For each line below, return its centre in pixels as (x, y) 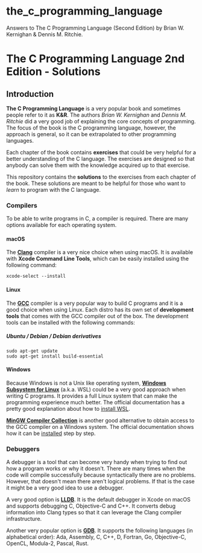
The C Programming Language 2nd (96, 59)
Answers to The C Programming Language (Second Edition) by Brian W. (96, 28)
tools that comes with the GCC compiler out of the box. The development (97, 316)
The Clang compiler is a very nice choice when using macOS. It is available (100, 252)
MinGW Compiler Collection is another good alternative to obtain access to (100, 420)
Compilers (22, 205)
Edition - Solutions (53, 72)
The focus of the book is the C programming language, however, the (91, 128)
